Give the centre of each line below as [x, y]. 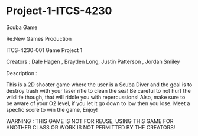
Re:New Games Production [39, 38]
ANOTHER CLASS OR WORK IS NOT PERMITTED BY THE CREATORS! [91, 127]
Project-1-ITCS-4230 [59, 11]
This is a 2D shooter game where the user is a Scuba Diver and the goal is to [99, 85]
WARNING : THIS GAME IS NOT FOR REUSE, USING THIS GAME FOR [90, 121]
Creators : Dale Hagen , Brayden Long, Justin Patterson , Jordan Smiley [93, 61]
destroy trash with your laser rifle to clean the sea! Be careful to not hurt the [98, 90]
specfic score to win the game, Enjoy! [52, 109]
